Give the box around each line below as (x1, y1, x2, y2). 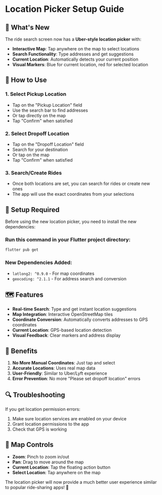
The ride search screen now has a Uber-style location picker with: (5, 36, 142, 42)
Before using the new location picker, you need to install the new (5, 219, 137, 225)
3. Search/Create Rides (5, 169, 62, 176)
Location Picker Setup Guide (5, 3, 124, 15)
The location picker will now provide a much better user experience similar (5, 479, 157, 485)
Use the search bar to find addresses (12, 107, 88, 113)
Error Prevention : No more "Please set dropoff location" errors (12, 376, 141, 382)
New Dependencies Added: (5, 259, 73, 266)
